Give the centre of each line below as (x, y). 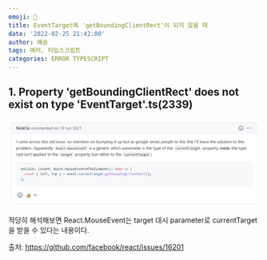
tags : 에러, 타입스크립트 (45, 51)
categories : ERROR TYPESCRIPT (59, 59)
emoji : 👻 (23, 17)
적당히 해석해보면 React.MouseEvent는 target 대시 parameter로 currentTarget (133, 220)
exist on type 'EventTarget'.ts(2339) (101, 105)
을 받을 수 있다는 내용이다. (49, 230)
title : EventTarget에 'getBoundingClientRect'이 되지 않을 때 (108, 25)
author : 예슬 (28, 42)
